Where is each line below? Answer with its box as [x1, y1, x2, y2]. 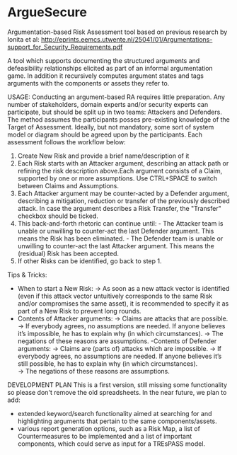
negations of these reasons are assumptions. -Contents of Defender [17, 337, 217, 345]
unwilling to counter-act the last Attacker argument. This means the [17, 241, 214, 250]
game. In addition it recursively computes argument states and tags [7, 71, 204, 80]
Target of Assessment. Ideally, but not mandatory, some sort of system [7, 122, 214, 131]
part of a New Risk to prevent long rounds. [17, 306, 141, 315]
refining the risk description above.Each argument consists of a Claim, [17, 166, 223, 175]
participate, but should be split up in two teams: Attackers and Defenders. [7, 108, 223, 116]
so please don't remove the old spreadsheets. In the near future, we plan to [7, 388, 227, 396]
